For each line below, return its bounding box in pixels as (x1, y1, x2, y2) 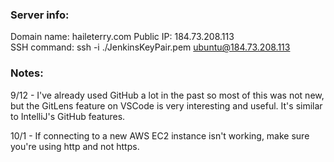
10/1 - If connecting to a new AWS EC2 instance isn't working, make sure (10, 129, 310, 142)
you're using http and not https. (10, 140, 140, 152)
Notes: (10, 66, 44, 80)
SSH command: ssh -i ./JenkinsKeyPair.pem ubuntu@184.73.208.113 (10, 41, 291, 53)
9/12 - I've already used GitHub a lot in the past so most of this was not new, (10, 89, 325, 101)
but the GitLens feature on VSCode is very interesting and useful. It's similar (10, 99, 323, 112)
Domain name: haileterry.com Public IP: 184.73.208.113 (10, 31, 235, 43)
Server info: (10, 8, 70, 22)
